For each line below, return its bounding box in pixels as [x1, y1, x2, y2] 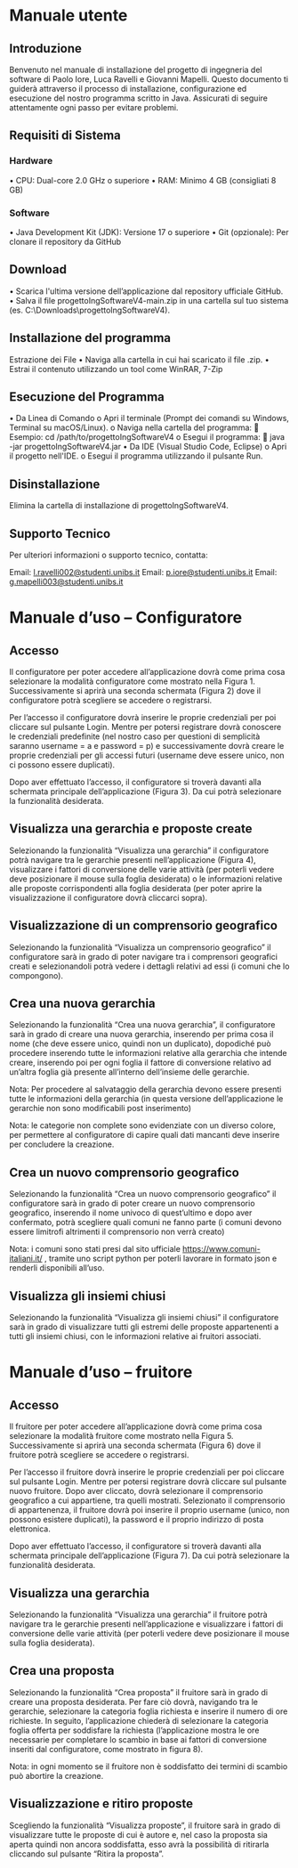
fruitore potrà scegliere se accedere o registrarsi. [9, 1450, 189, 1460]
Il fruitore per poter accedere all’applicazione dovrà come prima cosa [9, 1421, 262, 1432]
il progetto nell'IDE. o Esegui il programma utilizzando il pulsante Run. [9, 451, 263, 461]
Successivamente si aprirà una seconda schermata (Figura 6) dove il [9, 1440, 261, 1451]
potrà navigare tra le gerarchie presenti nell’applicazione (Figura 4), [9, 854, 256, 865]
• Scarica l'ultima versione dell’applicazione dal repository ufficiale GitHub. [9, 286, 284, 296]
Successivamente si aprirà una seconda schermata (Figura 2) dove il [9, 686, 261, 696]
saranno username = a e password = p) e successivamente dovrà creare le [9, 741, 285, 751]
